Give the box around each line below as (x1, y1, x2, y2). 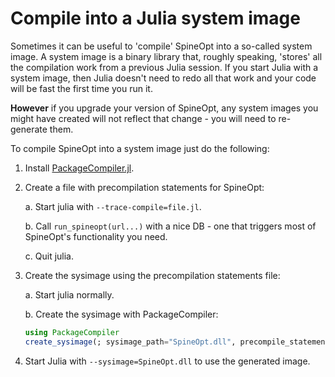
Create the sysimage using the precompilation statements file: (24, 269, 281, 281)
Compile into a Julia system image (10, 7, 301, 30)
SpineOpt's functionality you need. (24, 230, 168, 242)
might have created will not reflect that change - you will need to (10, 112, 277, 124)
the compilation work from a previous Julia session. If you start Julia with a (10, 61, 319, 73)
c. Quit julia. (24, 250, 75, 262)
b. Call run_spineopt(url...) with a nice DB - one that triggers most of (24, 220, 317, 232)
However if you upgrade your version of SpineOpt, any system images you (10, 102, 319, 114)
